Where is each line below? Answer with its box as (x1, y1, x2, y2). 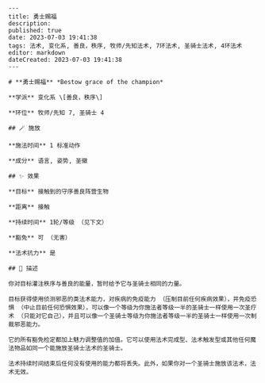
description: (8, 20, 52, 28)
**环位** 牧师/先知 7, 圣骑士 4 (8, 109, 105, 117)
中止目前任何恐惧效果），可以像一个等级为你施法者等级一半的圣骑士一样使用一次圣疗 (23, 304, 257, 312)
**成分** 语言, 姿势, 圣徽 (8, 157, 88, 165)
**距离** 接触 (8, 203, 50, 211)
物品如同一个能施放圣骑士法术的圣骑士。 (13, 344, 127, 352)
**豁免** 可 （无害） (8, 234, 71, 242)
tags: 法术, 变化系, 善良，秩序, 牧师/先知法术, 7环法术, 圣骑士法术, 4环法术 (8, 42, 243, 50)
